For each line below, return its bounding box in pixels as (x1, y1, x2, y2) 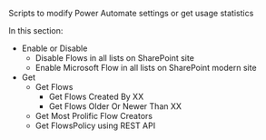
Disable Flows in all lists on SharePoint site (34, 53, 194, 63)
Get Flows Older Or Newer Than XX (48, 101, 182, 112)
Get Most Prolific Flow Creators (34, 111, 153, 121)
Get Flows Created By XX (48, 91, 144, 102)
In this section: (8, 25, 64, 35)
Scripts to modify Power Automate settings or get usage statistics (8, 8, 254, 18)
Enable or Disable (21, 43, 88, 54)
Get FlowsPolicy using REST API (34, 120, 156, 131)
